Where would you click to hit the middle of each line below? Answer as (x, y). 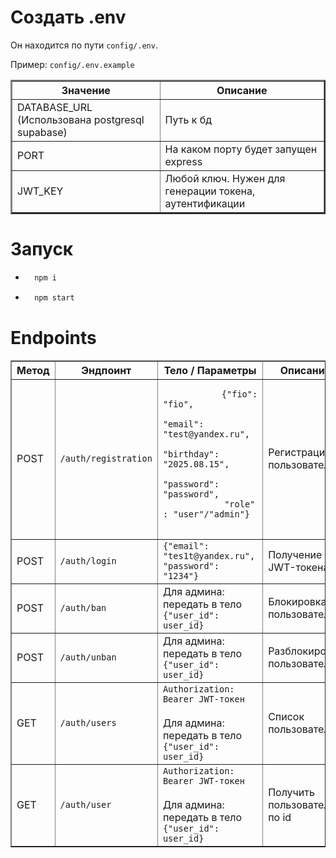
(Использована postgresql (81, 119)
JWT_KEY (40, 191)
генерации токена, (210, 191)
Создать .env (68, 17)
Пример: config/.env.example (72, 64)
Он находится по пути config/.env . (84, 45)
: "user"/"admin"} (206, 514)
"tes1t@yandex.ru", (209, 555)
